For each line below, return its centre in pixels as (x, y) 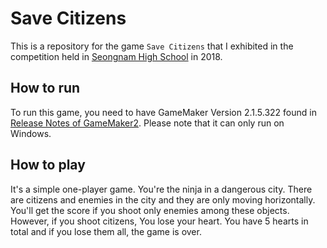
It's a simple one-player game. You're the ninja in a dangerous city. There (161, 189)
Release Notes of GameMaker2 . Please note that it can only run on (147, 123)
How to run (45, 88)
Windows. (31, 133)
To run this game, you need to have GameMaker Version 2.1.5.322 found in (163, 112)
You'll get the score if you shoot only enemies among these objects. (150, 210)
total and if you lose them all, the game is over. (106, 231)
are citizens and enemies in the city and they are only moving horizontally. (163, 199)
